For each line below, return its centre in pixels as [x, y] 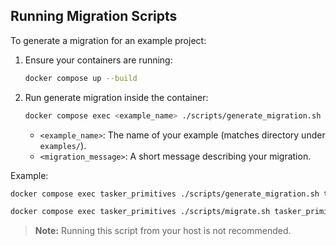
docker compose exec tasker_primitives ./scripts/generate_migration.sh [165, 194]
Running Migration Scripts [94, 16]
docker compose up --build [81, 78]
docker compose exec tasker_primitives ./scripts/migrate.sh [140, 212]
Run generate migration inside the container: [116, 97]
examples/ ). [63, 145]
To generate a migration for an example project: [108, 40]
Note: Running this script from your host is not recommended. [163, 231]
